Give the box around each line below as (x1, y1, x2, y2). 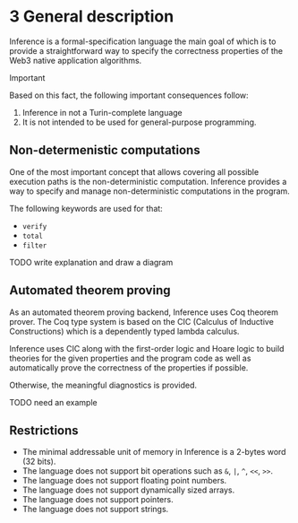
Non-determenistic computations (9, 143, 200, 158)
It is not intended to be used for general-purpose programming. (21, 117, 257, 127)
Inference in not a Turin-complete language (21, 107, 183, 118)
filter (21, 240, 47, 250)
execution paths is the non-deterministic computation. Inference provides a (9, 176, 287, 187)
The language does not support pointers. (21, 494, 174, 505)
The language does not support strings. (21, 504, 169, 515)
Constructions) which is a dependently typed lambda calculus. (9, 326, 240, 336)
